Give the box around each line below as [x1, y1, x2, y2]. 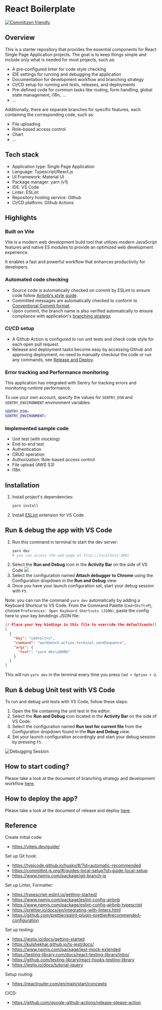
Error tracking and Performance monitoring [5, 369, 109, 376]
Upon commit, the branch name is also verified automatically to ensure [12, 308, 153, 314]
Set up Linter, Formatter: [5, 882, 54, 888]
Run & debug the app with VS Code [5, 526, 113, 534]
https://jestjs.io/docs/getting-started [12, 936, 85, 942]
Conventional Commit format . [12, 302, 71, 309]
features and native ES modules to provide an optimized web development [5, 244, 153, 250]
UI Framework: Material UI [12, 174, 64, 180]
